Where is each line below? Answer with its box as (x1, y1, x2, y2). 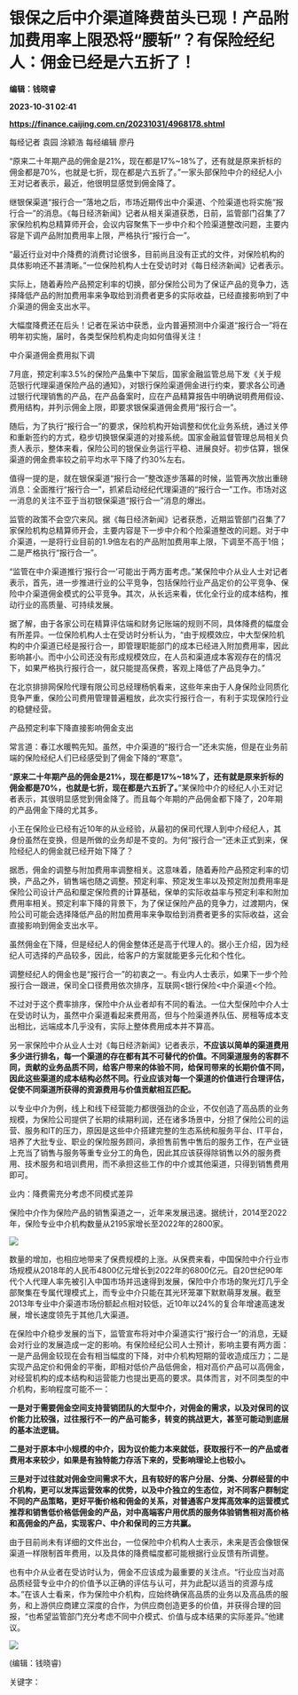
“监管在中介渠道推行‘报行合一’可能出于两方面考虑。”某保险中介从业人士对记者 (9, 565, 288, 577)
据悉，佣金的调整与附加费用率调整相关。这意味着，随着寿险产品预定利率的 (9, 864, 281, 875)
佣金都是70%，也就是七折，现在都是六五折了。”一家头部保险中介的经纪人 (9, 166, 275, 177)
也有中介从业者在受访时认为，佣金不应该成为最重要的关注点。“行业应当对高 (9, 1566, 286, 1577)
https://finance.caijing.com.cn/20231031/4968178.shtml (9, 118, 225, 129)
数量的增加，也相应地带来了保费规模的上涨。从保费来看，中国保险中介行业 (9, 1253, 281, 1265)
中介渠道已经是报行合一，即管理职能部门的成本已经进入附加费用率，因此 (24, 640, 289, 650)
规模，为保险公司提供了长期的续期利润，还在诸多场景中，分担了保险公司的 (9, 1114, 281, 1124)
